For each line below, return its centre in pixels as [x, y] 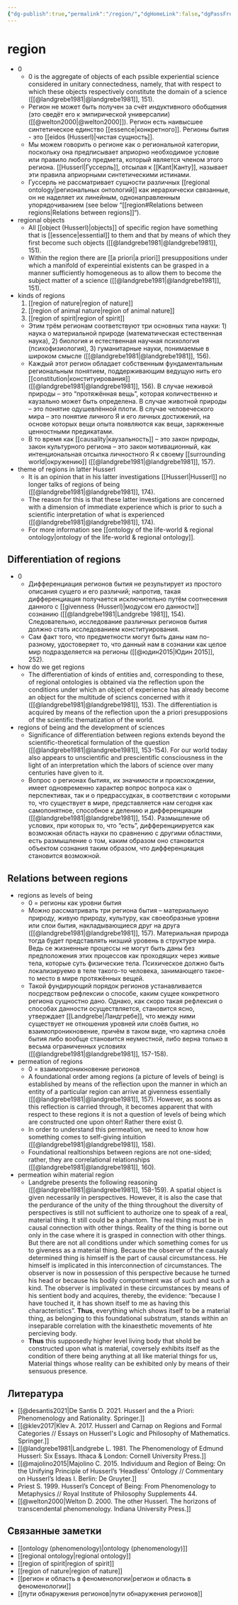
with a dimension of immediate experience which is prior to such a [125, 507]
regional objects [41, 220]
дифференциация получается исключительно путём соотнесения [128, 599]
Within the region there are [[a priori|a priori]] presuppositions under [128, 257]
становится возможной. [64, 856]
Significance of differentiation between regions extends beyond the [126, 735]
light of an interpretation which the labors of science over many [121, 766]
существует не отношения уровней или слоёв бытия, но [114, 1024]
